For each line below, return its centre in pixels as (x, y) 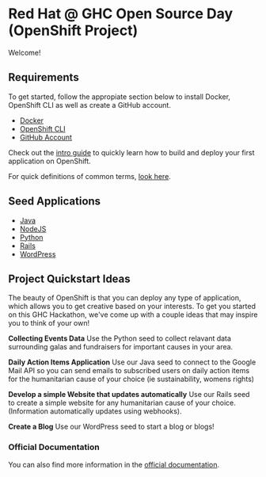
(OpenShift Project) (73, 31)
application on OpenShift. (49, 161)
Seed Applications (55, 202)
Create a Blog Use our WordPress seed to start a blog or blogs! (112, 427)
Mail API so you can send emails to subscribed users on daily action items (129, 371)
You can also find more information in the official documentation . (114, 464)
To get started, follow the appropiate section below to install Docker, (120, 97)
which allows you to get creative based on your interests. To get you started (132, 307)
